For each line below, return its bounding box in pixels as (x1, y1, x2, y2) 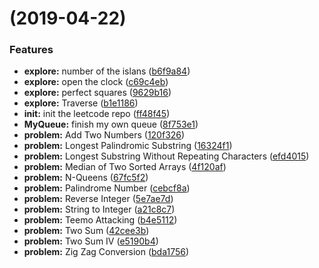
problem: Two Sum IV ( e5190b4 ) (23, 235, 159, 247)
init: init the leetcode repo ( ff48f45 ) (23, 108, 171, 120)
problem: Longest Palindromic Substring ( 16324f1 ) (23, 140, 233, 152)
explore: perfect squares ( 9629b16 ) (23, 87, 172, 99)
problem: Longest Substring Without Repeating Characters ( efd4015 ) (23, 150, 310, 162)
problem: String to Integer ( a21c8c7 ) (23, 203, 176, 216)
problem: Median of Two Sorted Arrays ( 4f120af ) (23, 161, 227, 173)
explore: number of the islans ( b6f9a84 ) (23, 65, 191, 77)
